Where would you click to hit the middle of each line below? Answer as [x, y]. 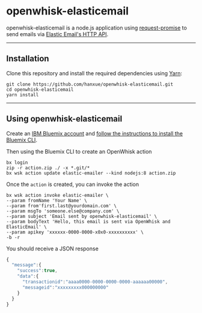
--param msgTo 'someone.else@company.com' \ [63, 211]
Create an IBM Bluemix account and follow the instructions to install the [95, 133]
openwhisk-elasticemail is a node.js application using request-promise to [97, 28]
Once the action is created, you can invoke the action [73, 184]
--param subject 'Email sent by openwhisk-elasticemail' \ [82, 216]
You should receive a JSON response [53, 249]
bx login [17, 163]
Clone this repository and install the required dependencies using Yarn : [94, 73]
